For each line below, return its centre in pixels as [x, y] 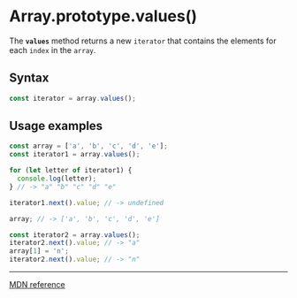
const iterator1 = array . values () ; [75, 155]
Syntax [29, 78]
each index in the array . [53, 50]
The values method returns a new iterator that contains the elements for [143, 41]
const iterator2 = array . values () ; [75, 235]
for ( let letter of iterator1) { [71, 171]
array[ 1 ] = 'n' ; [39, 251]
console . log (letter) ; [57, 179]
